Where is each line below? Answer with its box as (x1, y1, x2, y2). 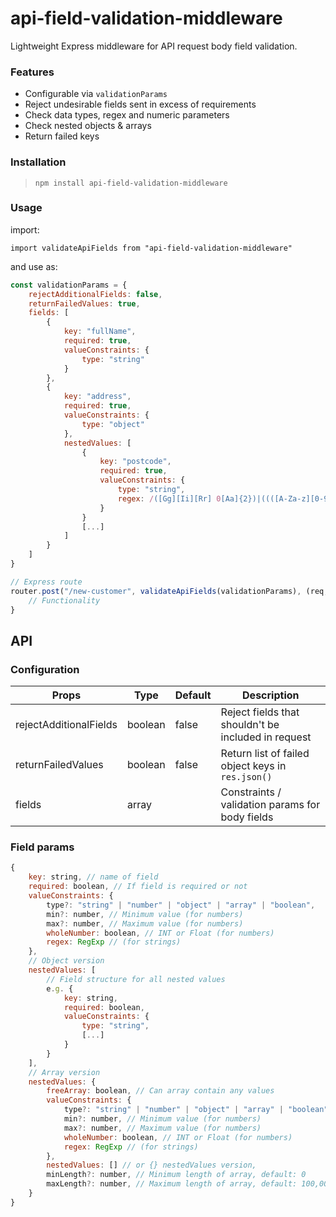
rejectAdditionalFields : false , (28, 289, 163, 299)
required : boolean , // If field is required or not (28, 882, 248, 892)
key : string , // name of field (28, 872, 159, 882)
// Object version (28, 956, 105, 966)
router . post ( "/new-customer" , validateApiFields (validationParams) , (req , (10, 586, 329, 596)
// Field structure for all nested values (46, 974, 226, 984)
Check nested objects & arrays (24, 120, 152, 132)
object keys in (220, 759, 287, 773)
